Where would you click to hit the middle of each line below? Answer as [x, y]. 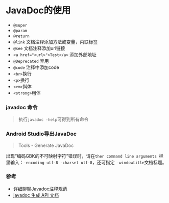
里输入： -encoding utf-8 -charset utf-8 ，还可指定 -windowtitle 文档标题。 [86, 162]
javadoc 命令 [22, 107]
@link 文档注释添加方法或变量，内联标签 [55, 42]
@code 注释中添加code [36, 67]
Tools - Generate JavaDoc [46, 145]
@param [20, 31]
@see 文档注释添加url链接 [39, 48]
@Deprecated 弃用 [31, 61]
